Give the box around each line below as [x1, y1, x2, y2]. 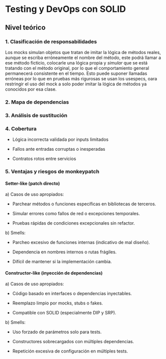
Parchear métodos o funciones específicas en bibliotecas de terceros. [12, 201, 157, 207]
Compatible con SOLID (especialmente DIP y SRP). [12, 310, 117, 316]
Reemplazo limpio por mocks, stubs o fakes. [12, 300, 103, 306]
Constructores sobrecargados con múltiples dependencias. [12, 339, 134, 345]
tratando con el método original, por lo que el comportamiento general [5, 65, 149, 71]
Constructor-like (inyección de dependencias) [5, 270, 103, 276]
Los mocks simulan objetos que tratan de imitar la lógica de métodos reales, [5, 49, 161, 55]
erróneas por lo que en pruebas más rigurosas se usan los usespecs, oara [5, 75, 158, 81]
